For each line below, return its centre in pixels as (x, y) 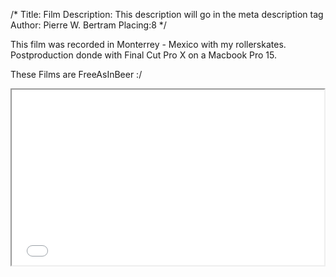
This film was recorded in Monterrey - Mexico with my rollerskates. (148, 44)
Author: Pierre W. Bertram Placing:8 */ (88, 25)
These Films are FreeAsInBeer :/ (76, 74)
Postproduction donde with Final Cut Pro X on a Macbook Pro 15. (144, 55)
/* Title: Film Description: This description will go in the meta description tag (167, 14)
